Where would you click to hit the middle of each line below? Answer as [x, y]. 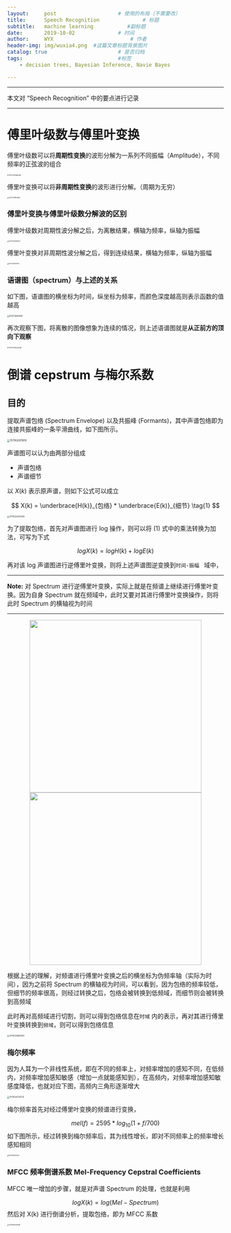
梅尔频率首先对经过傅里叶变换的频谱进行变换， [73, 1109]
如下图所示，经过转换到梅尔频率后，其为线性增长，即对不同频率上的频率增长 [115, 1136]
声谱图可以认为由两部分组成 [46, 453]
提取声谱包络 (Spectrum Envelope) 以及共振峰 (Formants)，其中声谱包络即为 [115, 421]
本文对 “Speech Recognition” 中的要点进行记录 [73, 98]
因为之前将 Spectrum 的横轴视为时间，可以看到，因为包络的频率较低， [122, 984]
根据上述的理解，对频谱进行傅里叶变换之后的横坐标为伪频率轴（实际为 [107, 975]
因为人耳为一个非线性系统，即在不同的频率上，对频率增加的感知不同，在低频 [115, 1069]
